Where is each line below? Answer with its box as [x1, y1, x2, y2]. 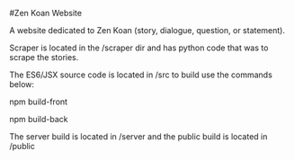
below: [9, 79, 34, 89]
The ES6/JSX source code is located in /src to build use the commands [9, 69, 272, 80]
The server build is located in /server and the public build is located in [9, 131, 268, 142]
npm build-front [9, 96, 68, 107]
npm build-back [9, 114, 68, 124]
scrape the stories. [9, 52, 79, 62]
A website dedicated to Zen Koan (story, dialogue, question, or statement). [9, 25, 286, 35]
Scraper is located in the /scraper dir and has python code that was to [9, 42, 269, 53]
